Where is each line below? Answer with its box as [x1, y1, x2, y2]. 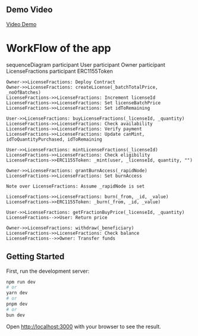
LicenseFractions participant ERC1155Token [6, 67, 113, 74]
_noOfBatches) [6, 89, 42, 95]
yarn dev [6, 290, 28, 296]
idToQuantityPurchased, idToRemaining [6, 136, 102, 142]
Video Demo [6, 20, 37, 27]
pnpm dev [6, 301, 28, 307]
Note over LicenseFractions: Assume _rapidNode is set [6, 183, 145, 189]
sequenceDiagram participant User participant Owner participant [6, 61, 165, 68]
